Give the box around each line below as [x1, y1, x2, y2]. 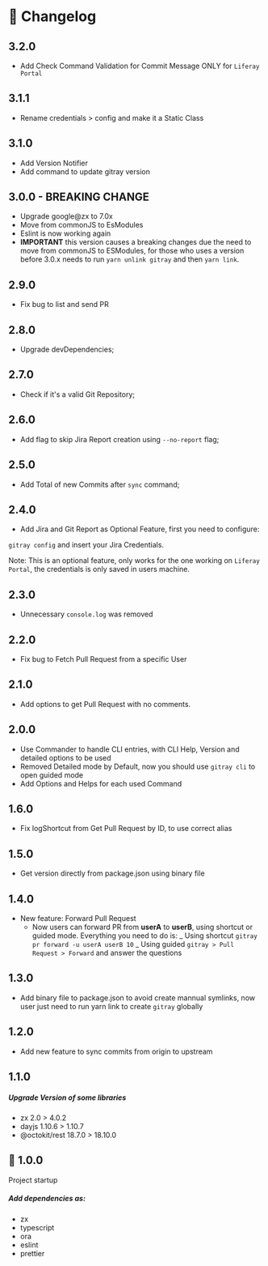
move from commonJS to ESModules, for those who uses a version [19, 246, 245, 256]
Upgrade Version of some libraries [8, 1093, 127, 1102]
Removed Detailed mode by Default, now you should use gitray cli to [19, 761, 256, 771]
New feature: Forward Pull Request [19, 914, 136, 923]
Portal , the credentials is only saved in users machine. [8, 565, 190, 574]
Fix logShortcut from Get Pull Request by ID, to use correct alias [19, 824, 232, 833]
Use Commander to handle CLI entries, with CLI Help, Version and [19, 744, 240, 754]
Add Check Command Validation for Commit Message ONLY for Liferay [19, 61, 260, 70]
